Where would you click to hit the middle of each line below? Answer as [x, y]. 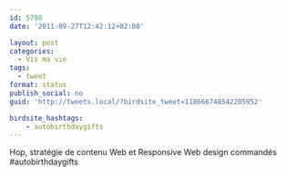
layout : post [34, 43]
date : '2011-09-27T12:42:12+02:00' [77, 26]
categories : [32, 51]
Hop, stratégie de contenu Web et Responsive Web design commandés [143, 152]
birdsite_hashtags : [46, 118]
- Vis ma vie [42, 60]
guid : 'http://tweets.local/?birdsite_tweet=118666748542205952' [136, 102]
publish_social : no [46, 93]
